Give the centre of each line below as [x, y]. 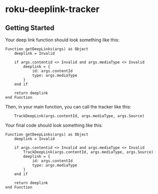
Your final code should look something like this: [54, 125]
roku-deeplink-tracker [52, 9]
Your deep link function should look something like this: [62, 40]
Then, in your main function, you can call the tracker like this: [68, 107]
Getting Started [30, 28]
